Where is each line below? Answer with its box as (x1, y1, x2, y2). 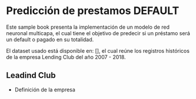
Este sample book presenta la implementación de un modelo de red (6, 23, 170, 30)
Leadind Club (6, 70, 56, 80)
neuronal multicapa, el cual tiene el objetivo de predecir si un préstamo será (6, 29, 190, 36)
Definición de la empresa (14, 86, 75, 93)
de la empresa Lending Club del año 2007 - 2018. (6, 53, 126, 60)
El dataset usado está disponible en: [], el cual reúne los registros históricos (6, 47, 190, 54)
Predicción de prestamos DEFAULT (6, 4, 180, 18)
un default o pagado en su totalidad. (6, 36, 94, 43)
